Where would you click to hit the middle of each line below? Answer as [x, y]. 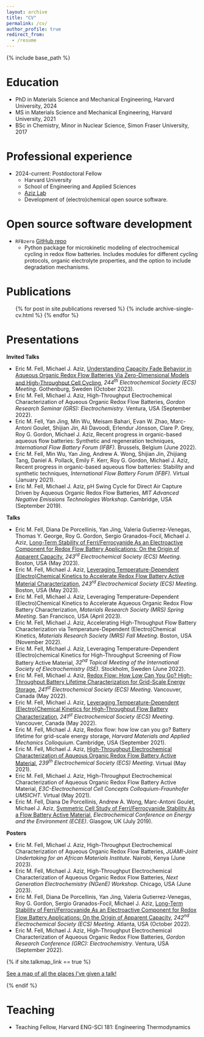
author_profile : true [34, 29]
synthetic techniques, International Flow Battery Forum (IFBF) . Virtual [102, 474]
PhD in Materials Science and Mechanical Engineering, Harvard [95, 99]
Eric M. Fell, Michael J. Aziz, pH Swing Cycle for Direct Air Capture [99, 486]
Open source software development [99, 224]
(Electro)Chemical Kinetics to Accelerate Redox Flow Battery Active [100, 576]
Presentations [43, 339]
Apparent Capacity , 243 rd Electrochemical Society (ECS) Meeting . [98, 556]
